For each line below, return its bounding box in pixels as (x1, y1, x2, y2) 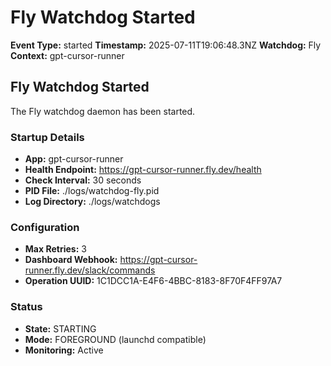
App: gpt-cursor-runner (24, 153, 124, 165)
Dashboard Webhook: (24, 254, 118, 266)
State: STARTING (24, 322, 97, 335)
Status (10, 300, 43, 314)
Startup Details (10, 130, 85, 144)
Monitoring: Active (24, 344, 104, 356)
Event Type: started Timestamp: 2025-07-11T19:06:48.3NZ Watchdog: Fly (10, 39, 322, 51)
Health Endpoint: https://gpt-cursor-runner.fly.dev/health (24, 164, 262, 176)
